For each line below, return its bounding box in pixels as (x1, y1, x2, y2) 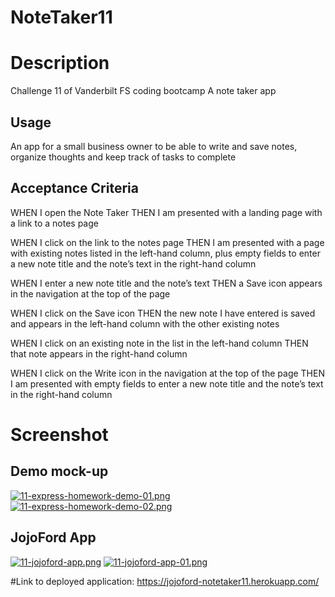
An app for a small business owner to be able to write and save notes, (10, 140, 298, 152)
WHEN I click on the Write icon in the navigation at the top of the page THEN (10, 367, 325, 379)
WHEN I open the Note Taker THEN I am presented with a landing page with (10, 206, 323, 218)
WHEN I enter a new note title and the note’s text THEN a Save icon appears (10, 277, 323, 289)
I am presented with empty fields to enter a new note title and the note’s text (10, 377, 324, 390)
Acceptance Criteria (10, 180, 139, 197)
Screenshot (10, 423, 109, 446)
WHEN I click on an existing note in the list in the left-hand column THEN (10, 337, 309, 349)
